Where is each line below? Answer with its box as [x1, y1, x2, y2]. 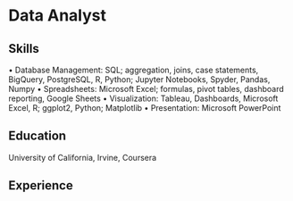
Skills [8, 41, 39, 56]
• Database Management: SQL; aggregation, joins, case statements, [8, 64, 259, 75]
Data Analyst [8, 5, 107, 26]
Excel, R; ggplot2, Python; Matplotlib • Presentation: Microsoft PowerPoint [8, 103, 281, 113]
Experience [8, 178, 73, 193]
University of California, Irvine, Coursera [8, 152, 157, 163]
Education [8, 129, 67, 144]
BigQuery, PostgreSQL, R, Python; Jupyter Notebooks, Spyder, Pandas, [8, 74, 271, 85]
